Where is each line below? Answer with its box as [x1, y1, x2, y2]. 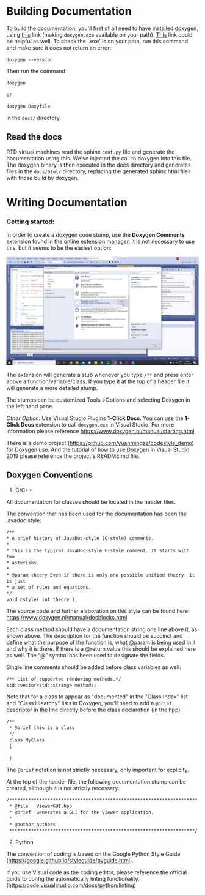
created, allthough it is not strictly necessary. [6, 784, 120, 792]
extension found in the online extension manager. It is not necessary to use [6, 238, 195, 245]
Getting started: [6, 217, 55, 226]
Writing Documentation [6, 195, 128, 209]
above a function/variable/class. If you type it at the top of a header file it [6, 378, 190, 385]
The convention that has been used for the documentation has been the [6, 510, 187, 517]
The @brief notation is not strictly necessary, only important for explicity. [6, 766, 189, 773]
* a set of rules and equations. [6, 584, 92, 590]
